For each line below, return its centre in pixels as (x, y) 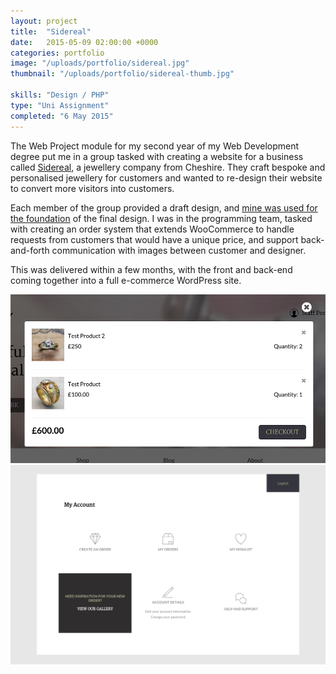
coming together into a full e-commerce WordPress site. (126, 280)
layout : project (44, 21)
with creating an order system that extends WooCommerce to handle (152, 229)
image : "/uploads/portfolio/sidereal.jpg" (100, 63)
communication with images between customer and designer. (179, 250)
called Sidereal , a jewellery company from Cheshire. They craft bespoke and (168, 167)
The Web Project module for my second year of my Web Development (155, 146)
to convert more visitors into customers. (92, 188)
